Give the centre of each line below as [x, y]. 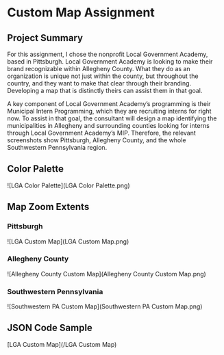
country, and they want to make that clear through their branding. [99, 83]
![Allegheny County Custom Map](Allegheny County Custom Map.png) [107, 274]
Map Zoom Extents [48, 207]
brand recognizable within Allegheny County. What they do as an [99, 69]
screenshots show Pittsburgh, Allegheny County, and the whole [97, 140]
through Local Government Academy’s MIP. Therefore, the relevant [102, 133]
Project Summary [45, 38]
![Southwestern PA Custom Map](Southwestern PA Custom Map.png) [105, 306]
